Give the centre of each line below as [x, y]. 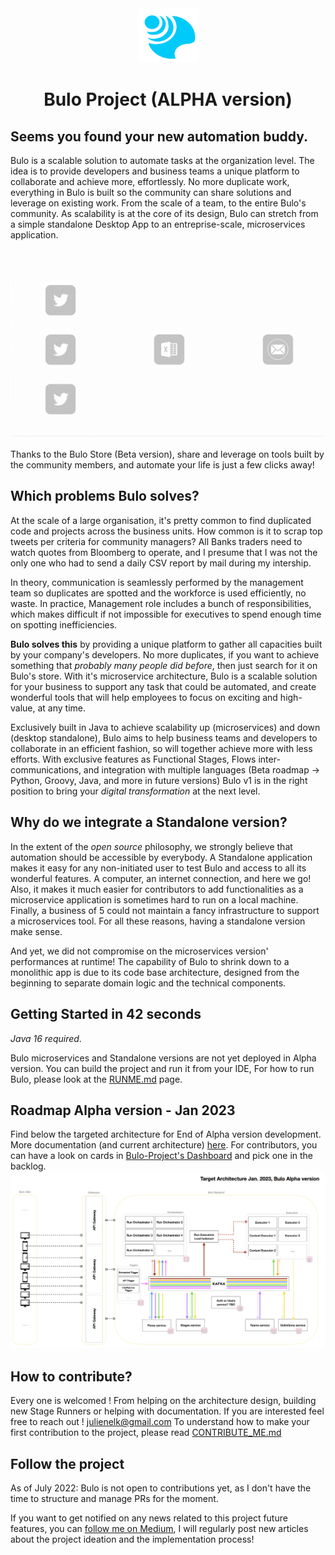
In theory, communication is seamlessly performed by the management [157, 582]
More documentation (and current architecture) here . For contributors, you [164, 1145]
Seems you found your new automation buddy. [159, 136]
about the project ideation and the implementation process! [132, 1539]
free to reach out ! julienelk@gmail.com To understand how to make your [160, 1422]
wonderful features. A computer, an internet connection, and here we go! [161, 878]
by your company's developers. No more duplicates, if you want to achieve [165, 654]
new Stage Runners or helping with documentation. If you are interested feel [167, 1411]
